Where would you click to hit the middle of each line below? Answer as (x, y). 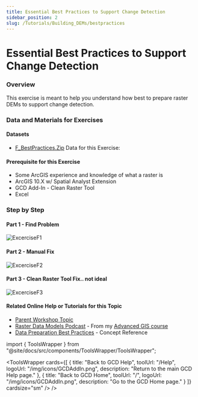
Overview (21, 85)
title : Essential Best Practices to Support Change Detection (86, 12)
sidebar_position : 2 (32, 18)
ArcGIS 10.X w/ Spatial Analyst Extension (66, 181)
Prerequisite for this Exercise (43, 161)
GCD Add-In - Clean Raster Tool (55, 188)
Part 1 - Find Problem (33, 224)
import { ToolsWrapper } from (43, 344)
